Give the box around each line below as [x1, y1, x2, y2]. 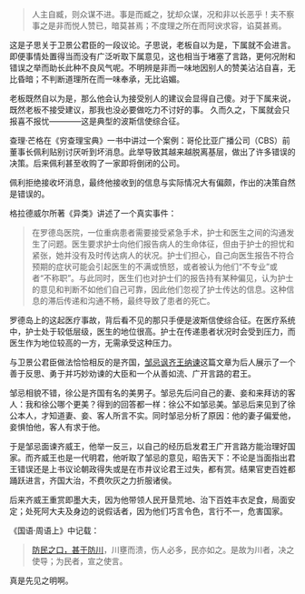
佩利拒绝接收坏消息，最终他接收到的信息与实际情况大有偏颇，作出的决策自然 [9, 177, 296, 187]
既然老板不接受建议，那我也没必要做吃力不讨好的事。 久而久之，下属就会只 [9, 105, 290, 115]
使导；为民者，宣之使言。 [31, 556, 128, 567]
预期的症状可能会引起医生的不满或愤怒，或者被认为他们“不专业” [31, 261, 271, 272]
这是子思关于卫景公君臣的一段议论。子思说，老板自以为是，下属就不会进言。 [9, 40, 296, 50]
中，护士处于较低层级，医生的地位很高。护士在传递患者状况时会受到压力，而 [9, 327, 296, 337]
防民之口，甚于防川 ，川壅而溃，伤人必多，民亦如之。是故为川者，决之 [31, 545, 295, 555]
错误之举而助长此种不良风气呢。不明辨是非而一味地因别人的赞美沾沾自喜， [9, 63, 288, 73]
